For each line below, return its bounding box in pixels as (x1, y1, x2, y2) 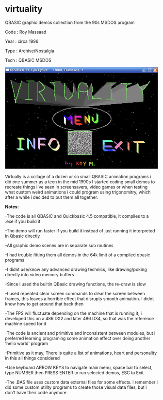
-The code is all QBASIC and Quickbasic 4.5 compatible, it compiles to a (5, 213, 149, 219)
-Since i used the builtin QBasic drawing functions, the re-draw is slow (5, 281, 147, 287)
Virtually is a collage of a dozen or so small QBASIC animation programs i (5, 173, 151, 179)
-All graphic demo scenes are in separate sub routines (5, 242, 114, 248)
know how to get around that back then (5, 301, 84, 306)
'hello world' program (5, 340, 48, 346)
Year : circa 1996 (5, 38, 39, 44)
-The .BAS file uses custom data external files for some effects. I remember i (5, 379, 158, 385)
